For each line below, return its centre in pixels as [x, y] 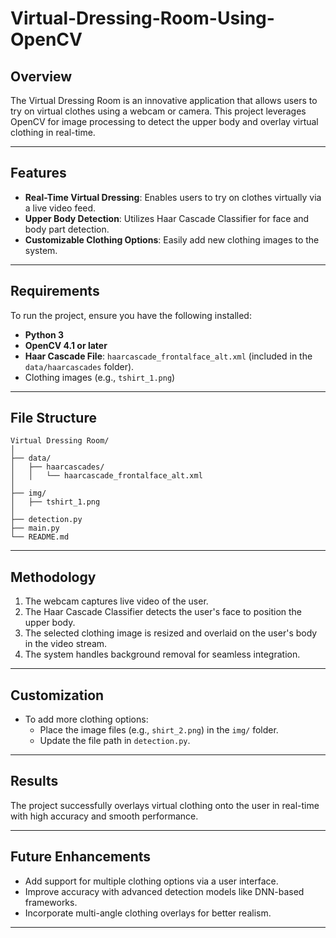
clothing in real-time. [53, 132]
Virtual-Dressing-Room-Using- [142, 18]
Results [34, 781]
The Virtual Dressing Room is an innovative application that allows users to [164, 100]
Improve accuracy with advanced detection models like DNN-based [164, 891]
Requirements [55, 291]
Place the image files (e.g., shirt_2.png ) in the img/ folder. [159, 730]
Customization [57, 695]
